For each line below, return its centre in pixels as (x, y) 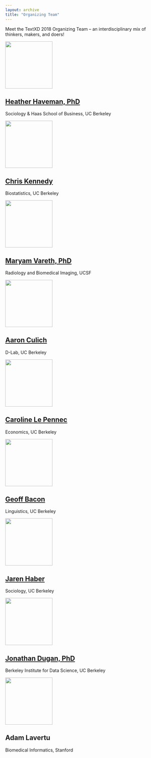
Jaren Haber (25, 579)
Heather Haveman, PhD (43, 101)
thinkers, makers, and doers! (35, 34)
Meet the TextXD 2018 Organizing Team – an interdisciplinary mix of (75, 29)
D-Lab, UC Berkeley (26, 352)
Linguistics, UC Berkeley (31, 511)
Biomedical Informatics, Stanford (39, 750)
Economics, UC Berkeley (31, 432)
